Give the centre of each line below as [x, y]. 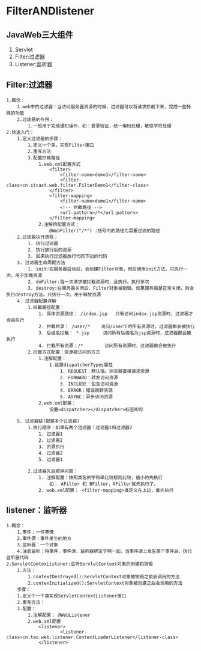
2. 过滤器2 [50, 440]
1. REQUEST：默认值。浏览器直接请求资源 [105, 371]
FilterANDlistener [50, 11]
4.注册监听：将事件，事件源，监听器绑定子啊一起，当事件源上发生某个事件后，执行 [104, 551]
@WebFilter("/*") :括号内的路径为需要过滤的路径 [104, 231]
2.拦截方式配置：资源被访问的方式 [64, 352]
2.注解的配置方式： [59, 224]
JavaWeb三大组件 [40, 35]
